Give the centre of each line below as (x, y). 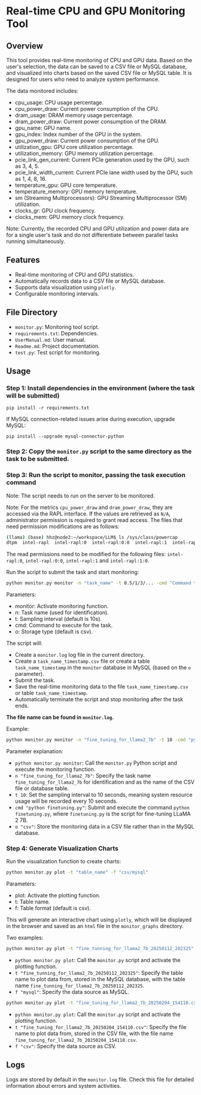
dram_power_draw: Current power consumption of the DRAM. (91, 122)
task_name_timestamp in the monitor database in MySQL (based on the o (103, 668)
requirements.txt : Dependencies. (57, 333)
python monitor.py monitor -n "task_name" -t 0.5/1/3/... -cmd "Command (99, 583)
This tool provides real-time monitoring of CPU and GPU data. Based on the (99, 60)
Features (23, 260)
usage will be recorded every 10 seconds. (66, 801)
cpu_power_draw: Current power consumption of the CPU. (87, 109)
